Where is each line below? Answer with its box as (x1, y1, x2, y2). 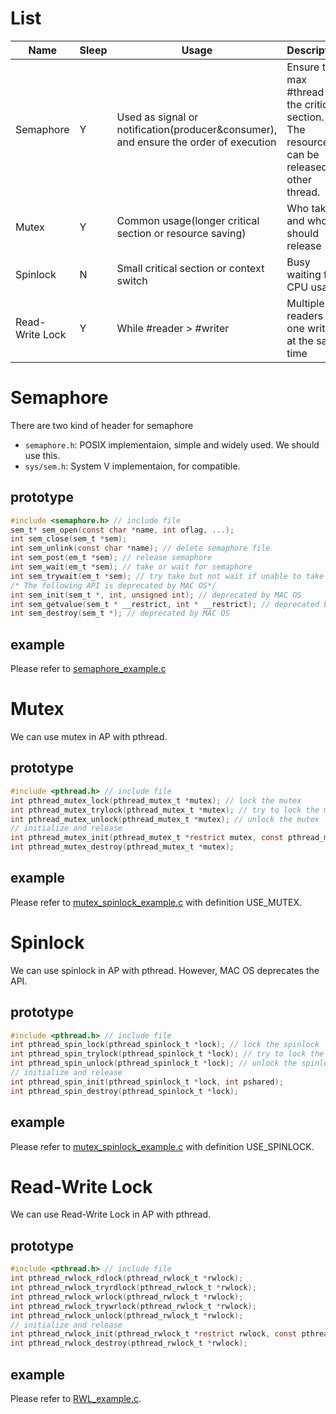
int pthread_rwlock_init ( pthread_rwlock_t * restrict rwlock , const (10, 1329, 298, 1339)
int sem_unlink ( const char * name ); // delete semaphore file (10, 543, 271, 554)
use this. (24, 449, 61, 461)
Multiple (286, 296, 325, 310)
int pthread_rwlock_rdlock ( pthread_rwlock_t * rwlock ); (10, 1273, 244, 1284)
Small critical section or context (116, 261, 265, 275)
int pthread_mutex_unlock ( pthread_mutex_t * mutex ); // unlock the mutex (10, 814, 320, 824)
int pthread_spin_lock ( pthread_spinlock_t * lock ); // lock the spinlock (10, 1040, 320, 1050)
